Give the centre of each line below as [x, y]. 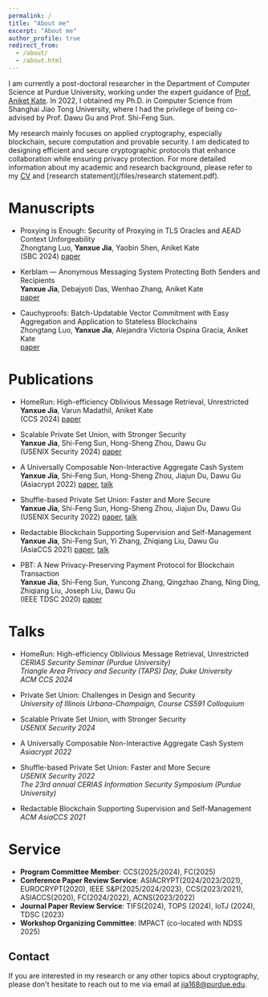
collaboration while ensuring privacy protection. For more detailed [117, 158]
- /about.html [39, 61]
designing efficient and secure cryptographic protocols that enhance [122, 150]
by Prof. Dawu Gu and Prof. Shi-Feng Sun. [105, 117]
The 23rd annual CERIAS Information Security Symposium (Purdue [130, 784]
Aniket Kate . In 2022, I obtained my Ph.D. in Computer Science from [120, 100]
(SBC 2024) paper [50, 256]
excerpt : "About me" [43, 31]
